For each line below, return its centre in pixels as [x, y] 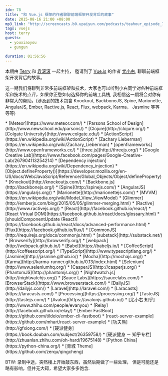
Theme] [85, 346]
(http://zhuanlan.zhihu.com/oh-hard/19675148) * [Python [64, 340]
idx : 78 [13, 10]
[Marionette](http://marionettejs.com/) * [98, 192]
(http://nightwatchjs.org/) [31, 277]
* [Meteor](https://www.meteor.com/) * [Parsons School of [66, 123]
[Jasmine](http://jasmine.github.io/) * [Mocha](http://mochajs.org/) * [76, 256]
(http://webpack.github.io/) [33, 246]
